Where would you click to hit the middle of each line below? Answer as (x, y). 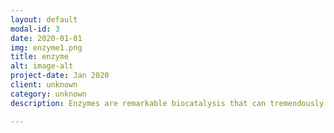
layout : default (44, 19)
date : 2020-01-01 (46, 38)
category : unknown (48, 94)
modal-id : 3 (35, 29)
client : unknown (44, 85)
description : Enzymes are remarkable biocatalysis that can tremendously (167, 103)
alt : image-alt (42, 66)
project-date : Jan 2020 (60, 76)
